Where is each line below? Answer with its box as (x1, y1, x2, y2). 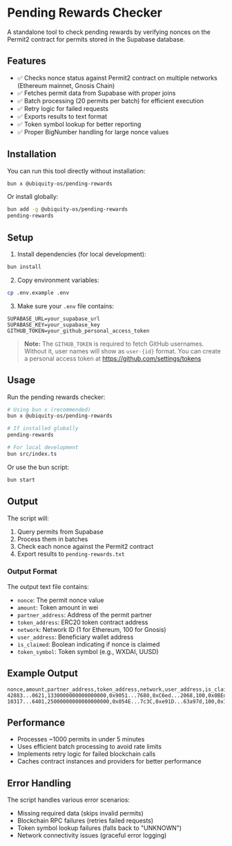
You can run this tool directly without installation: (7, 166, 146, 175)
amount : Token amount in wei (17, 603, 99, 611)
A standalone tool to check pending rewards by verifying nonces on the (7, 28, 211, 36)
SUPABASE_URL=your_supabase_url (7, 315, 100, 322)
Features (7, 55, 46, 67)
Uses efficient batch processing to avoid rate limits (17, 743, 162, 751)
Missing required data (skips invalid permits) (17, 809, 144, 818)
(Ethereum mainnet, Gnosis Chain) (17, 81, 115, 89)
